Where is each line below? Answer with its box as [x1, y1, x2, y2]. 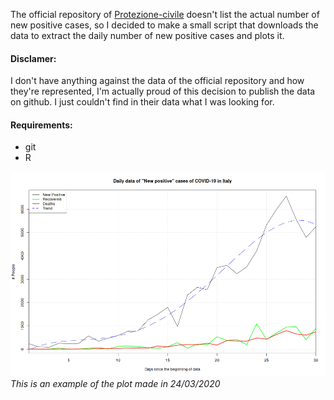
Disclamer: [10, 52, 57, 64]
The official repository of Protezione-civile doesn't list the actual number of [10, 9, 320, 20]
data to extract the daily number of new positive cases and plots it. [10, 30, 285, 41]
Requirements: [10, 119, 73, 131]
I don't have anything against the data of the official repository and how [10, 75, 305, 87]
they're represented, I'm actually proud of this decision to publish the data [10, 85, 316, 98]
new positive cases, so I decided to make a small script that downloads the [10, 19, 319, 31]
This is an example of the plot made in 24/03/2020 [10, 378, 221, 389]
